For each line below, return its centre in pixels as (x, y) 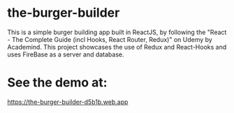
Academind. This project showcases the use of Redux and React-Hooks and (117, 47)
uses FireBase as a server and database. (66, 54)
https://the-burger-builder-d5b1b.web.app (68, 102)
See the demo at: (57, 83)
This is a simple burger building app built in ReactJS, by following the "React (117, 32)
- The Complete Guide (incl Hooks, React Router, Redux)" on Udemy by (110, 39)
